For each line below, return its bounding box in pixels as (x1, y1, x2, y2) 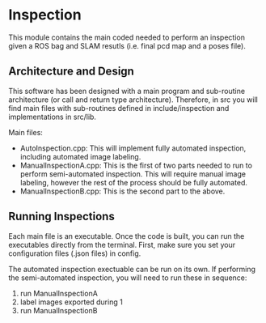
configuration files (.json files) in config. (8, 249, 141, 258)
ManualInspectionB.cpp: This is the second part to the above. (19, 186, 226, 196)
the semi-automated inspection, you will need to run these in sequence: (8, 273, 247, 283)
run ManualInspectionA (19, 288, 99, 298)
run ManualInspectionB (19, 305, 98, 315)
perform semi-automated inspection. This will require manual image (19, 168, 247, 179)
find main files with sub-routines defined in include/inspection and (8, 103, 230, 113)
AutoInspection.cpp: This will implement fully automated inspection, (19, 143, 247, 153)
